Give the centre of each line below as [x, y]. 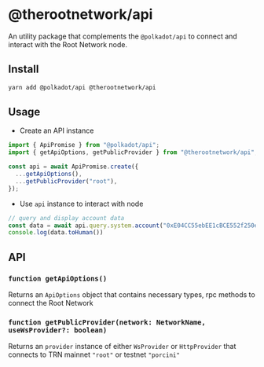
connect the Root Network [51, 303]
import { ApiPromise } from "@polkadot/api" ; [84, 145]
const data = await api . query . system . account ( [86, 226]
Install [24, 70]
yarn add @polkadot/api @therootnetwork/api [82, 87]
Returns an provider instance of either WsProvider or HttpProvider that [122, 347]
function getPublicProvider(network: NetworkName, [107, 322]
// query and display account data [66, 218]
